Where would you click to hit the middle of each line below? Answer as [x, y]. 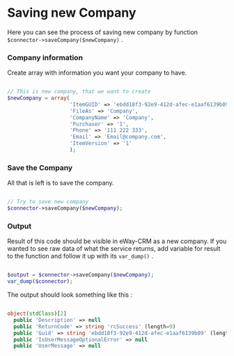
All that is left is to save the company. [61, 183]
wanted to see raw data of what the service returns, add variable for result [114, 249]
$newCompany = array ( [39, 98]
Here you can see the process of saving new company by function [103, 32]
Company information [45, 57]
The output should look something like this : [70, 295]
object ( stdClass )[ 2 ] [37, 314]
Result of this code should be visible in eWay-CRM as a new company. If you [117, 241]
